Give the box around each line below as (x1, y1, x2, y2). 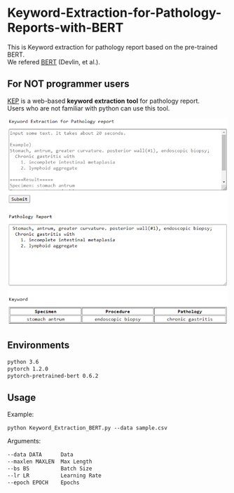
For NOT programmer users (7, 78, 130, 90)
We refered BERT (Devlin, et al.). (7, 57, 100, 66)
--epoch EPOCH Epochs (7, 479, 80, 486)
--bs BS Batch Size (7, 465, 92, 472)
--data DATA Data (7, 451, 74, 458)
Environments (7, 339, 70, 351)
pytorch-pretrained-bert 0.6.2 (7, 373, 99, 380)
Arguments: (7, 436, 41, 445)
